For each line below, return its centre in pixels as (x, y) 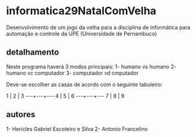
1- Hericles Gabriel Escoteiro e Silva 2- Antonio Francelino (77, 129)
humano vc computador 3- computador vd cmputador (72, 73)
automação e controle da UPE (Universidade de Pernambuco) (82, 33)
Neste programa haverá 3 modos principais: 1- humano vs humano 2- (91, 66)
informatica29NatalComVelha (81, 11)
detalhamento (33, 52)
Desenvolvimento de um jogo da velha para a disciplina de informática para (98, 27)
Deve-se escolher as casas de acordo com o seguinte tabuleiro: (84, 84)
